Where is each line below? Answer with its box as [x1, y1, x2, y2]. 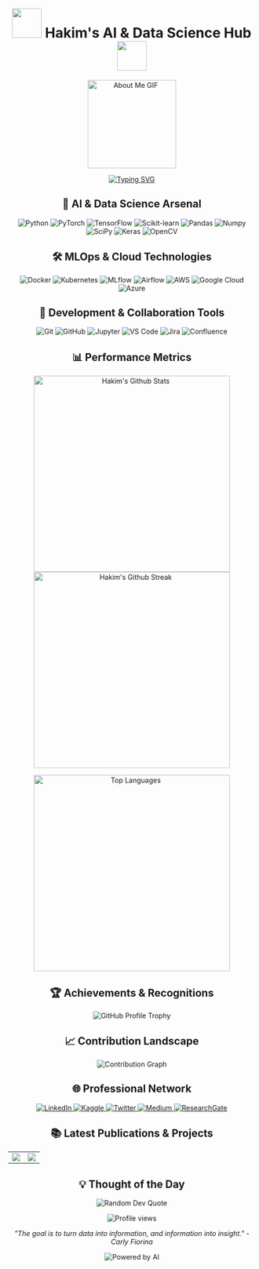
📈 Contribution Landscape [64, 1034, 199, 1048]
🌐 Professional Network [71, 1082, 192, 1096]
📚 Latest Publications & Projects [50, 1127, 213, 1140]
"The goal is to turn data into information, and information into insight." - [14, 1229, 250, 1238]
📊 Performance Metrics [71, 350, 192, 364]
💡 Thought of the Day [78, 1177, 185, 1191]
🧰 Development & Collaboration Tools [38, 306, 225, 319]
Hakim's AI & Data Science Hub [45, 24, 252, 42]
